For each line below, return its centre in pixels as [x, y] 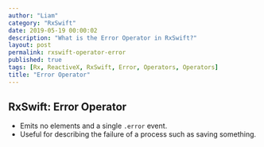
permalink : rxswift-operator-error [67, 52]
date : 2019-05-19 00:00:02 [53, 30]
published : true [35, 60]
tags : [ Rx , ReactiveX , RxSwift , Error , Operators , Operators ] [113, 68]
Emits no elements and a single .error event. [93, 126]
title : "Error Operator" [49, 75]
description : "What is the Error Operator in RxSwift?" [103, 38]
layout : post [30, 45]
